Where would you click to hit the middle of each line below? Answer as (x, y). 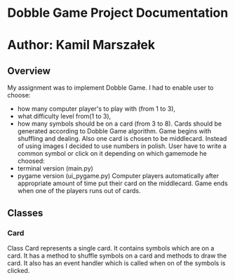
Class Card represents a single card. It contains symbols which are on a (111, 248)
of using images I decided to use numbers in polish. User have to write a (122, 146)
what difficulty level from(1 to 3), (64, 116)
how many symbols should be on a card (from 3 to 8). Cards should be (120, 124)
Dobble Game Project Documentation (118, 13)
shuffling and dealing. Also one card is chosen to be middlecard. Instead (122, 139)
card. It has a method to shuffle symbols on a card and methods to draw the (117, 255)
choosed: (31, 161)
